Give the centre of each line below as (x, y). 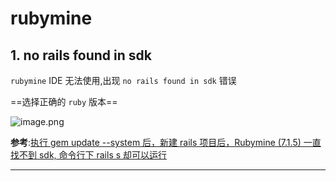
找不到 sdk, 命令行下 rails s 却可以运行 (89, 155)
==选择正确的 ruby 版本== (64, 101)
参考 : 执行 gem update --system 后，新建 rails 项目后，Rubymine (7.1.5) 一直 (166, 142)
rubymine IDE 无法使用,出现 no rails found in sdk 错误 (123, 80)
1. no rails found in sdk (81, 55)
